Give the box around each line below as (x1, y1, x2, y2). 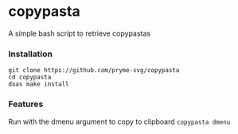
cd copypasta (8, 74, 52, 82)
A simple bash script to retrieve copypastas (8, 29, 151, 38)
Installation (8, 48, 53, 59)
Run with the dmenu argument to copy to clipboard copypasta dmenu (8, 117, 231, 126)
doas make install (8, 80, 69, 89)
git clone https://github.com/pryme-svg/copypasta (8, 67, 180, 75)
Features (8, 98, 44, 109)
